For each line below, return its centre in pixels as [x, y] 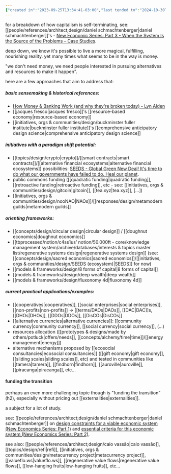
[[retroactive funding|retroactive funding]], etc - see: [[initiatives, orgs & [88, 185]
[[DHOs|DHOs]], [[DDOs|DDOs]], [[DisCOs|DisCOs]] [67, 315]
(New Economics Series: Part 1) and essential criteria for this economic [80, 429]
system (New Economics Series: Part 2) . [48, 434]
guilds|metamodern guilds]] [42, 206]
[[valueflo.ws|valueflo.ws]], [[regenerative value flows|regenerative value [82, 460]
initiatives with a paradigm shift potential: [51, 145]
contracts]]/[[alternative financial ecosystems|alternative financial [82, 163]
